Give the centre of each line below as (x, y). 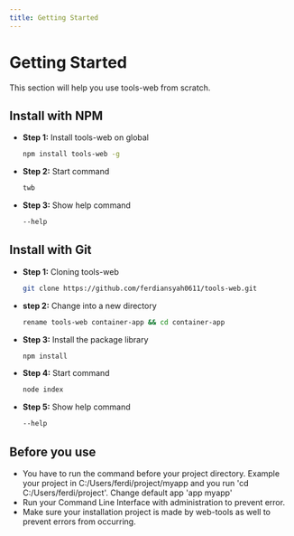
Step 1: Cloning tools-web (70, 271)
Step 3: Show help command (76, 205)
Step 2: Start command (66, 172)
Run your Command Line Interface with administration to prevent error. (154, 502)
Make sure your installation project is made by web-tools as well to (146, 512)
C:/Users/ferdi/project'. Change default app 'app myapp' (127, 493)
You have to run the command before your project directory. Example (151, 474)
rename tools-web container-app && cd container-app (124, 322)
